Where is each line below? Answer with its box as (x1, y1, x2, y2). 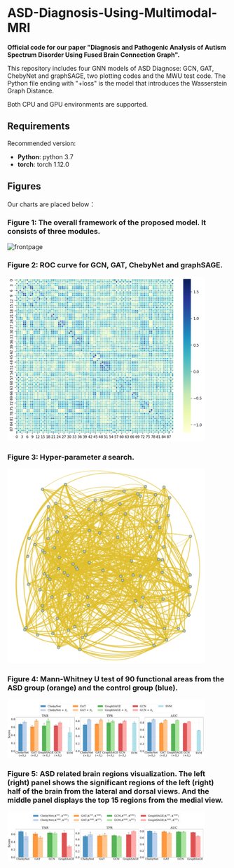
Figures (7, 180, 41, 192)
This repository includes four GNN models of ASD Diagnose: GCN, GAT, (7, 64, 214, 72)
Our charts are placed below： (7, 200, 96, 208)
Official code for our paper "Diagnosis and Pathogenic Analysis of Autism (7, 43, 226, 51)
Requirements (7, 121, 70, 133)
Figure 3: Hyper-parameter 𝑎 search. (7, 452, 135, 462)
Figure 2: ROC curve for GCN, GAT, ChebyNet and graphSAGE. (7, 260, 223, 269)
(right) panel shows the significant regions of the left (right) (7, 777, 214, 787)
